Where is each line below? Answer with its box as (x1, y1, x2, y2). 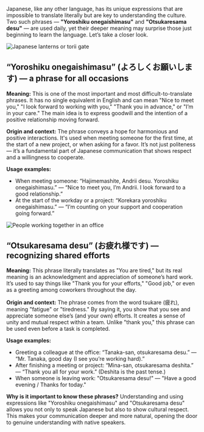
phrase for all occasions (35, 73, 129, 84)
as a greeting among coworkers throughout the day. (6, 286, 137, 293)
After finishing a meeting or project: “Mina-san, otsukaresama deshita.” (15, 361, 194, 369)
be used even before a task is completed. (6, 325, 110, 332)
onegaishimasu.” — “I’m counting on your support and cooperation (15, 203, 183, 210)
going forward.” (15, 210, 55, 217)
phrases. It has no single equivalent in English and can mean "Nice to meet (6, 96, 194, 104)
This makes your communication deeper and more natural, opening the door (6, 412, 198, 419)
